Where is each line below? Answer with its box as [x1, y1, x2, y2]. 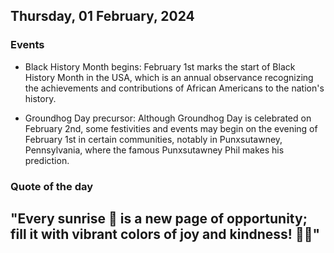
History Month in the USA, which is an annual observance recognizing [24, 71, 314, 83]
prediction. [24, 154, 70, 166]
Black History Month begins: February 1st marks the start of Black [24, 60, 296, 73]
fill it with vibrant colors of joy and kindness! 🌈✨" [10, 226, 321, 243]
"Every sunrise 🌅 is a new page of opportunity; [10, 210, 308, 227]
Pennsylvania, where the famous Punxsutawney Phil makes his [24, 144, 285, 156]
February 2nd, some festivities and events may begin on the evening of [24, 122, 318, 134]
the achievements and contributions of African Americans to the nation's [24, 82, 325, 94]
